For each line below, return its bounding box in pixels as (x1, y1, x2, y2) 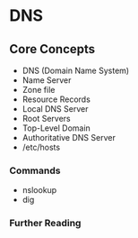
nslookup (22, 185, 57, 196)
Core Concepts (9, 41, 96, 57)
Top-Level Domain (22, 123, 91, 133)
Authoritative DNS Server (22, 133, 116, 142)
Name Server (22, 75, 72, 86)
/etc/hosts (22, 142, 61, 152)
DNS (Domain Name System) (22, 65, 130, 76)
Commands (9, 164, 61, 177)
